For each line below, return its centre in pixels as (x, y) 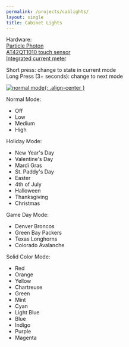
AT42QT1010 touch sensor (38, 52)
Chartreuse (29, 287)
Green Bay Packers (38, 233)
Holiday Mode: (24, 141)
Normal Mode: (24, 99)
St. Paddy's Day (34, 172)
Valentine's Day (34, 159)
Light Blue (27, 313)
